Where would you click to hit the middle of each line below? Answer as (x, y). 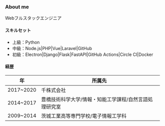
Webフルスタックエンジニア (33, 18)
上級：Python (26, 42)
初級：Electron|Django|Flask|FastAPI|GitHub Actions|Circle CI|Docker (83, 54)
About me (17, 7)
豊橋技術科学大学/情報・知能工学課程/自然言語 (95, 99)
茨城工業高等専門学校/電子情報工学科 (84, 116)
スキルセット (18, 30)
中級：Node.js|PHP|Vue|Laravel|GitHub (52, 48)
